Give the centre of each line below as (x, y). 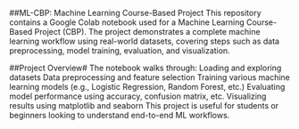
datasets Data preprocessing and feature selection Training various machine (149, 77)
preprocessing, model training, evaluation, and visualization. (120, 51)
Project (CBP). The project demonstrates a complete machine (147, 32)
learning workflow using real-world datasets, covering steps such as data (144, 41)
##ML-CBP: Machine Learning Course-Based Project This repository (135, 13)
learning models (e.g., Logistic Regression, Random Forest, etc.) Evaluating (147, 87)
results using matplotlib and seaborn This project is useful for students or (144, 105)
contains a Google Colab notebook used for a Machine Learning (127, 22)
